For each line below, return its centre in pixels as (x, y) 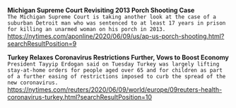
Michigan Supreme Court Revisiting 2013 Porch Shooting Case (101, 10)
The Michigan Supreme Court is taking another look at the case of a (112, 17)
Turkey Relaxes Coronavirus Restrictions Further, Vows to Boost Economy (118, 57)
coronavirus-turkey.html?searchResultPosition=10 (80, 97)
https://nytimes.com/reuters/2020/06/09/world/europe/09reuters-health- (115, 90)
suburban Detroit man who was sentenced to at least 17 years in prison (117, 23)
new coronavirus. (33, 83)
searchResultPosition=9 (42, 44)
